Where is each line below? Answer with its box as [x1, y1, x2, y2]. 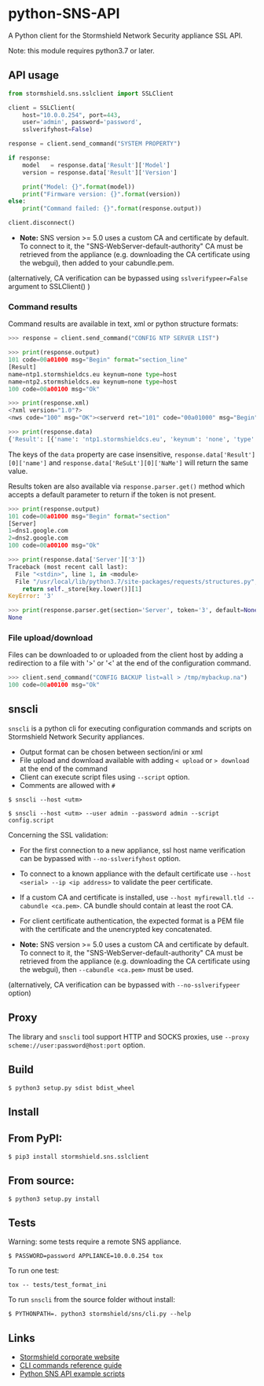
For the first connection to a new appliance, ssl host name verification [19, 845, 246, 855]
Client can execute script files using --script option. [19, 772, 190, 782]
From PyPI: [8, 1132, 63, 1146]
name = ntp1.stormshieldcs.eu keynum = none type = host [8, 370, 178, 378]
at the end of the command [19, 764, 108, 773]
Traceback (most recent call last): [8, 563, 128, 570]
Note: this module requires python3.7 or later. [8, 46, 155, 55]
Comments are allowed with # [19, 780, 115, 790]
